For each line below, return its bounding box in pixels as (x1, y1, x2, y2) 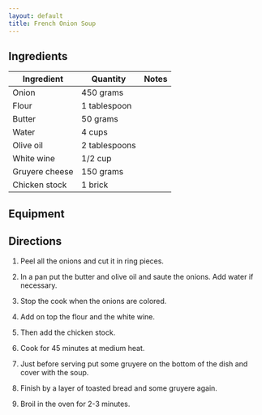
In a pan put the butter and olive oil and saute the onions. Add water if (19, 272, 254, 281)
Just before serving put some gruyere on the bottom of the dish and (19, 358, 248, 369)
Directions (8, 234, 62, 248)
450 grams (80, 87, 124, 98)
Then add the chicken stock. (19, 327, 116, 337)
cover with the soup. (19, 367, 89, 377)
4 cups (80, 126, 108, 138)
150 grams (80, 166, 124, 178)
